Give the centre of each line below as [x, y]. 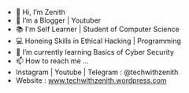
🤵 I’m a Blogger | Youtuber [58, 20]
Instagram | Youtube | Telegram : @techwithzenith [97, 72]
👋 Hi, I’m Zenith [40, 12]
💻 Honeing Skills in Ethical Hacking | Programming [98, 41]
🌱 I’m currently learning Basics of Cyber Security [95, 52]
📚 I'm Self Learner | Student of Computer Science [97, 29]
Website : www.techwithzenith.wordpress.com [91, 80]
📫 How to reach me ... [52, 61]
